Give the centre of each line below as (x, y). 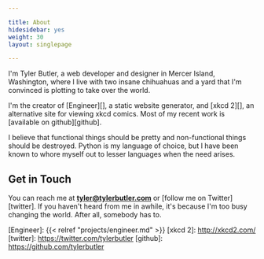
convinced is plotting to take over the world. (79, 91)
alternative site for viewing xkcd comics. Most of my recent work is (117, 114)
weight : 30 (26, 37)
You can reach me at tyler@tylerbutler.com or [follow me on (107, 198)
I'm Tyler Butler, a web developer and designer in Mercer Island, (112, 74)
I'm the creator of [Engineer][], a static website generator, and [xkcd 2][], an (131, 105)
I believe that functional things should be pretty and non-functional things (127, 138)
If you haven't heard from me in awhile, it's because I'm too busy (143, 206)
